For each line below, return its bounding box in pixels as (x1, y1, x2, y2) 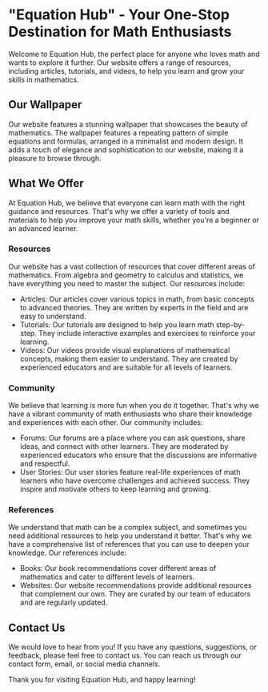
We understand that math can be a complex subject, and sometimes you (8, 523, 247, 532)
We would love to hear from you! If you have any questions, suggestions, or (8, 642, 258, 652)
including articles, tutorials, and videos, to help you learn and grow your (8, 66, 245, 75)
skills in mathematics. (8, 75, 79, 84)
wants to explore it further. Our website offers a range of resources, (8, 58, 231, 67)
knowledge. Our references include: (8, 548, 126, 558)
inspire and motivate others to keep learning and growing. (19, 484, 211, 494)
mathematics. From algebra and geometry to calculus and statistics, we (8, 270, 244, 280)
